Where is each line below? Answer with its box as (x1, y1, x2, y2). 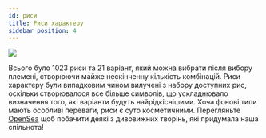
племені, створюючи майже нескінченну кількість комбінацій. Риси (8, 72, 241, 81)
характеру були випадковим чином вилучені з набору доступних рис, (8, 81, 248, 90)
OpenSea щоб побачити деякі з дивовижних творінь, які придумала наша (8, 114, 259, 124)
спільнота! (8, 123, 44, 132)
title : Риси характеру (8, 19, 84, 27)
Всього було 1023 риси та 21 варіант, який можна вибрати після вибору (8, 63, 253, 73)
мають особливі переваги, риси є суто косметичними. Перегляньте (8, 105, 241, 116)
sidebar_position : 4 (8, 26, 77, 34)
